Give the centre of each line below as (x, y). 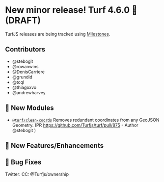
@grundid (22, 77)
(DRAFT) (23, 20)
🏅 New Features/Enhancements (55, 145)
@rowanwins (25, 66)
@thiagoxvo (24, 87)
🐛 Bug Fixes (23, 162)
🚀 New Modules (29, 108)
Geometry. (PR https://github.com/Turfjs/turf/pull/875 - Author (75, 125)
